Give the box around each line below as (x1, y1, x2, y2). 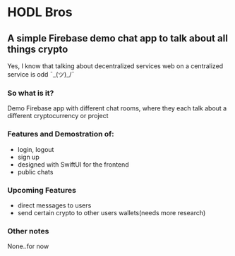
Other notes (7, 226, 49, 236)
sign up (17, 153, 40, 161)
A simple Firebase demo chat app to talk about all (7, 32, 228, 44)
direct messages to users (17, 201, 92, 210)
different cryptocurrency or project (7, 112, 109, 120)
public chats (17, 167, 54, 176)
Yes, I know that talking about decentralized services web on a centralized (7, 62, 224, 70)
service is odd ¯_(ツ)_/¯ (7, 70, 75, 78)
